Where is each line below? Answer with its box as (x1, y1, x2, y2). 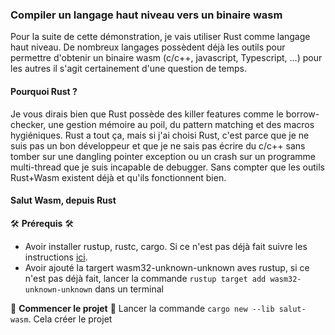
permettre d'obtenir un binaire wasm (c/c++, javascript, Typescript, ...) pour (10, 52, 323, 64)
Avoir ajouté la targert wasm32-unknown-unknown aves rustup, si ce (24, 261, 310, 273)
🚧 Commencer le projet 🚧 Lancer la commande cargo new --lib (10, 302, 275, 314)
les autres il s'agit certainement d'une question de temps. (10, 63, 247, 75)
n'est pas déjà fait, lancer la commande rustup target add (24, 272, 267, 284)
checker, (10, 118, 47, 130)
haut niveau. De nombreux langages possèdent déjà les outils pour (10, 41, 286, 53)
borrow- (285, 108, 320, 120)
